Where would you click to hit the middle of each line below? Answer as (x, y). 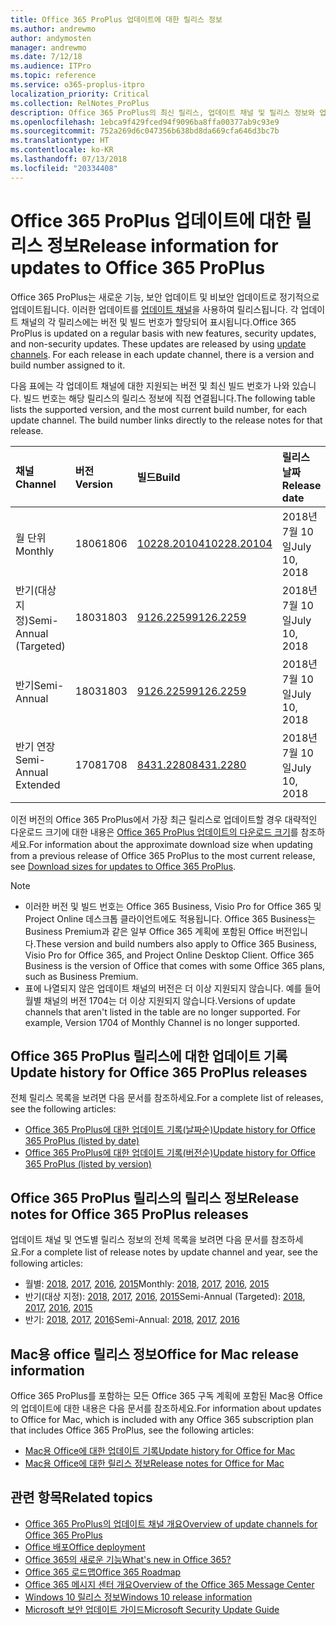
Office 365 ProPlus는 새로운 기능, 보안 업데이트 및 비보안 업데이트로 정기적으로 (165, 297)
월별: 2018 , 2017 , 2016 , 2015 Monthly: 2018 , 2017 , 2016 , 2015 (147, 1284)
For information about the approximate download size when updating (170, 844)
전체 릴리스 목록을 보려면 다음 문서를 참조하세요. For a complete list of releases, (167, 1098)
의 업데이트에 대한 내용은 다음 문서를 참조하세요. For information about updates (166, 1408)
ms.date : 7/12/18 (46, 57)
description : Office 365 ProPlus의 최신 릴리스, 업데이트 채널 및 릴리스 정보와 (163, 112)
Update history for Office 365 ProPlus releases (159, 1072)
